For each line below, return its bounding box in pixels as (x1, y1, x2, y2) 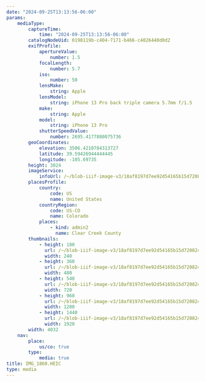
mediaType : (17, 20, 45, 26)
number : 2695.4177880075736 (49, 134, 121, 140)
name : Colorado (49, 213, 88, 220)
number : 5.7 (49, 65, 81, 72)
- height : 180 (38, 242, 75, 248)
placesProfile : (28, 179, 67, 186)
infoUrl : (38, 173, 62, 180)
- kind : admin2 (49, 225, 88, 231)
